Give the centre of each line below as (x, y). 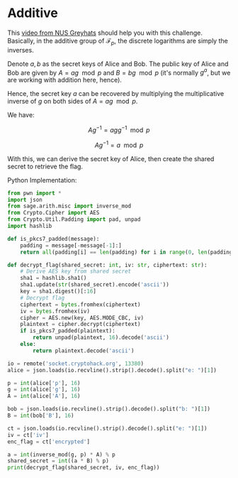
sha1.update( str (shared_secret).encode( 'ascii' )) (95, 285)
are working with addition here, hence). (65, 80)
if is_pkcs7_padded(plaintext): (68, 331)
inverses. (21, 50)
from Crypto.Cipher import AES (53, 213)
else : (28, 344)
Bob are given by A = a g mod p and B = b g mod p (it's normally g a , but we (119, 72)
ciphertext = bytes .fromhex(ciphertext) (80, 304)
